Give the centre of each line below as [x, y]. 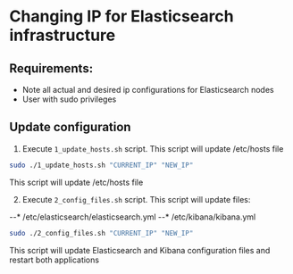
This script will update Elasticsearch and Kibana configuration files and [140, 250]
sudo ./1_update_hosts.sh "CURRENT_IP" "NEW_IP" [101, 165]
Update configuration [70, 127]
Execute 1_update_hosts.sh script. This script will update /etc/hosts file [153, 148]
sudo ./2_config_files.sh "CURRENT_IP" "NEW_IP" [101, 233]
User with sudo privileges [69, 99]
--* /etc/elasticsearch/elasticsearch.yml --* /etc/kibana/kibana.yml [133, 217]
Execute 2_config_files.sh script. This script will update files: [136, 199]
